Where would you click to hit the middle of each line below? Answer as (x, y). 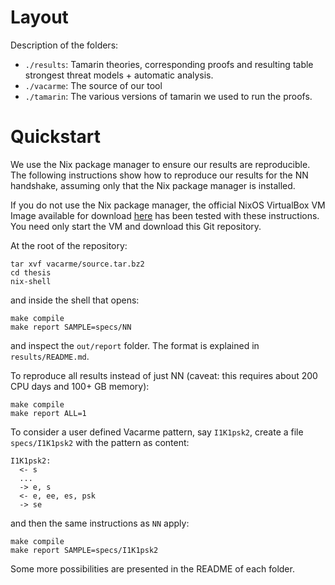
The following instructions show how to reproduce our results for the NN (159, 175)
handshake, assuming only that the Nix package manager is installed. (153, 185)
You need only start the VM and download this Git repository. (136, 226)
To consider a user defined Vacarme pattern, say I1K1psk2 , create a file (157, 432)
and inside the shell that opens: (75, 300)
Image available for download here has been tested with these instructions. (165, 215)
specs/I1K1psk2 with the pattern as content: (100, 442)
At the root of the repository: (69, 245)
